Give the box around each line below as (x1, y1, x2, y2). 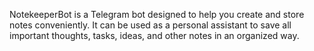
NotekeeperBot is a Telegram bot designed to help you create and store (9, 9, 305, 20)
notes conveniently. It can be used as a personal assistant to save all (9, 19, 292, 31)
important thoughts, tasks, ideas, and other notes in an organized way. (9, 30, 300, 41)
